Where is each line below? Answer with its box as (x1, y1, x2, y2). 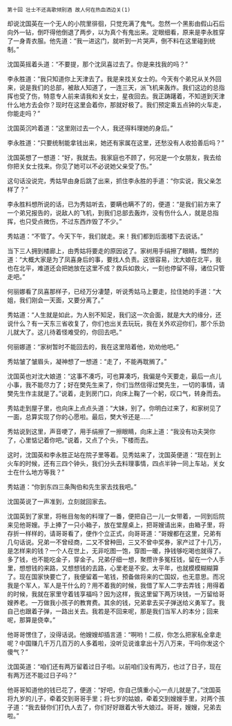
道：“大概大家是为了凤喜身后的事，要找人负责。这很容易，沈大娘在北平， (7, 255, 216, 263)
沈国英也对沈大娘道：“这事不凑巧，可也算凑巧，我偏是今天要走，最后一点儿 (7, 372, 222, 380)
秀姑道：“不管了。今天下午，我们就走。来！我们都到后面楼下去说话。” (7, 232, 204, 240)
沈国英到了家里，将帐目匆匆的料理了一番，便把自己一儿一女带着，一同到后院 (7, 512, 225, 520)
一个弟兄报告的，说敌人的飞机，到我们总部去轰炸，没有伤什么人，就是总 (7, 209, 213, 216)
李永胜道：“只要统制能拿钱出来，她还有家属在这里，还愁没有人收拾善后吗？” (7, 139, 224, 147)
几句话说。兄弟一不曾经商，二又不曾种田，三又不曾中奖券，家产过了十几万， (7, 538, 225, 546)
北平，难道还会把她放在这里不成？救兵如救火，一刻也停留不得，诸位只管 (19, 264, 225, 272)
